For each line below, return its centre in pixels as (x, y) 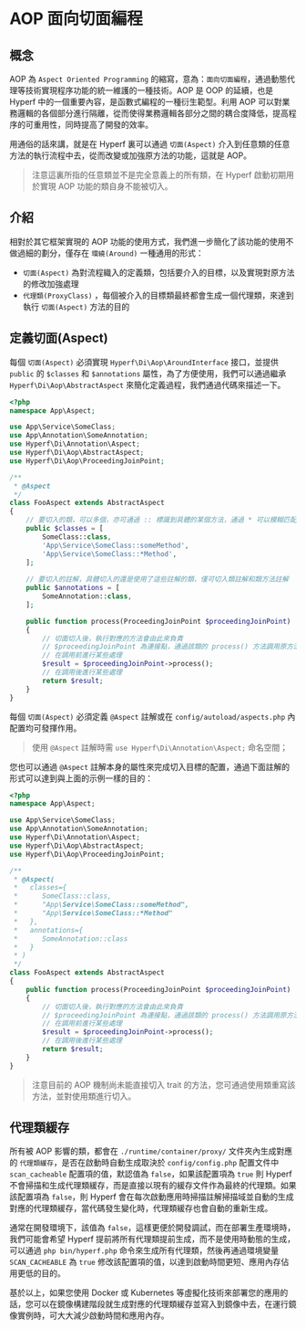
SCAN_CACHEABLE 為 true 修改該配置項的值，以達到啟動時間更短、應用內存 (145, 1262)
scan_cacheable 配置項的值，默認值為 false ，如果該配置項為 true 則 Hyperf (151, 1174)
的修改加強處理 (51, 283)
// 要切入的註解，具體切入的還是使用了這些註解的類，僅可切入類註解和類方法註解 (158, 580)
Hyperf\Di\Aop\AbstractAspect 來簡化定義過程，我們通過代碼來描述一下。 (148, 385)
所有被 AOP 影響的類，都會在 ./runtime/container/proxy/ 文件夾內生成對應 (151, 1151)
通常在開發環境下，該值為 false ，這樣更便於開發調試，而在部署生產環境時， (153, 1228)
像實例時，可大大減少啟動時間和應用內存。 (89, 1315)
